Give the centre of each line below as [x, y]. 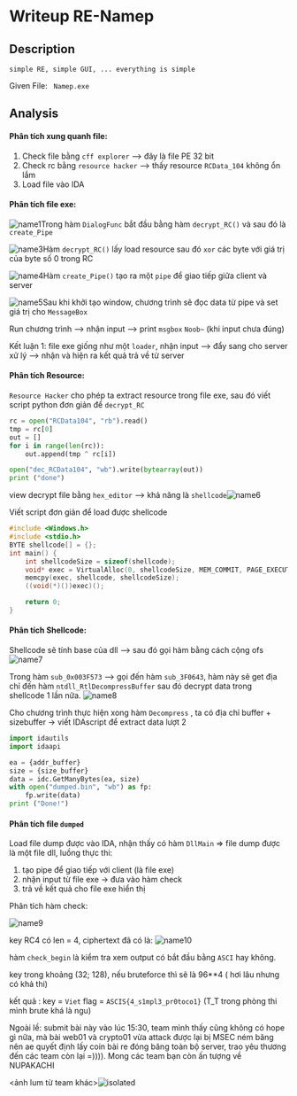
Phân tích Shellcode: [48, 630]
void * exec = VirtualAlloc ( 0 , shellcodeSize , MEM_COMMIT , [134, 570]
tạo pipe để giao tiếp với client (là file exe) [98, 870]
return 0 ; [43, 602]
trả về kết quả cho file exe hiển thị [84, 889]
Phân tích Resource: [47, 376]
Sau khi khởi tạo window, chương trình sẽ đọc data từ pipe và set [160, 302]
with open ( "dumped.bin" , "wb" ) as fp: [80, 787]
